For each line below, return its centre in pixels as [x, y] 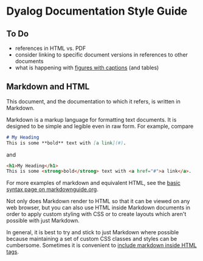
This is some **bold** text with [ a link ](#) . [66, 143]
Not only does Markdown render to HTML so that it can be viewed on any [98, 201]
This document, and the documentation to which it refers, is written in [93, 101]
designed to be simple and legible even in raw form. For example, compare [100, 126]
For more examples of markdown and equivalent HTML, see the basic [94, 183]
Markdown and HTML [48, 87]
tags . [13, 252]
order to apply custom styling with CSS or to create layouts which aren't [96, 214]
